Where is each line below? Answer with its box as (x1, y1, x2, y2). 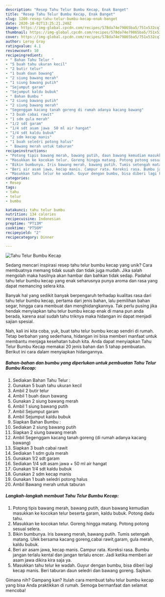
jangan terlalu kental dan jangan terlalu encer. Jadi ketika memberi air (12, 552, 153, 558)
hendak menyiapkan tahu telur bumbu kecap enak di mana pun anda (5, 308, 144, 314)
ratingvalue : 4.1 (5, 44, 41, 49)
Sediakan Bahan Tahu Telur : (12, 377, 71, 383)
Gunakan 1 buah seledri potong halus (12, 476, 88, 482)
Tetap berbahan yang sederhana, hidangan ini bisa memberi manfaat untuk (5, 333, 157, 339)
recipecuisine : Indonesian (5, 217, 61, 222)
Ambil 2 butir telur (12, 388, 49, 394)
